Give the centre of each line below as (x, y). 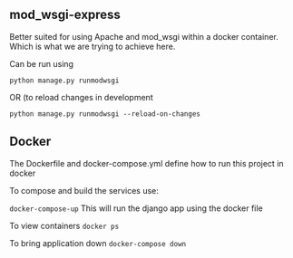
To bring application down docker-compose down (98, 243)
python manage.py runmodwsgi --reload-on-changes (105, 114)
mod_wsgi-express (65, 15)
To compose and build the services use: (84, 190)
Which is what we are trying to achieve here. (93, 46)
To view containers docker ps (64, 225)
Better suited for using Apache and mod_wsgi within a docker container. (144, 36)
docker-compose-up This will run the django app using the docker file (136, 208)
